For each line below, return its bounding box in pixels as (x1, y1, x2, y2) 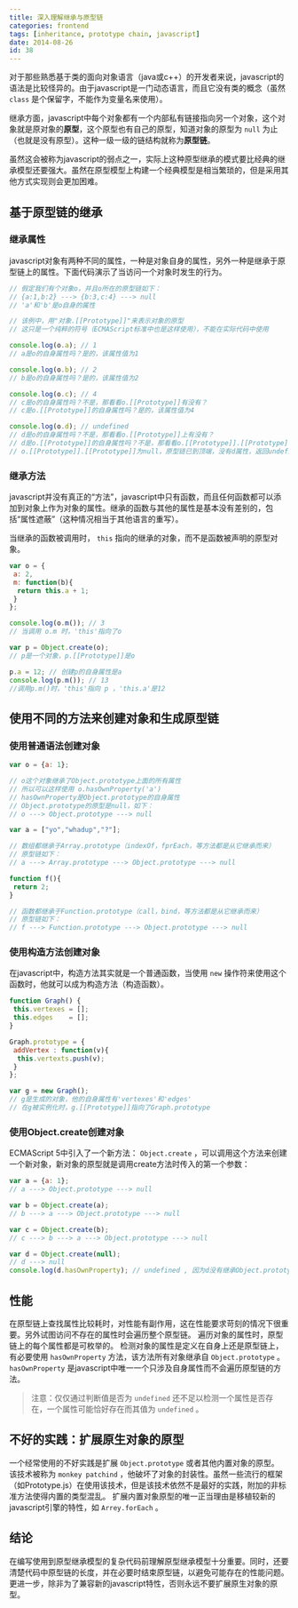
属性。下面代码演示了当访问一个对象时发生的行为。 (39, 266, 227, 276)
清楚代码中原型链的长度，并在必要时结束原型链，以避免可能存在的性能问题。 (9, 1566, 289, 1578)
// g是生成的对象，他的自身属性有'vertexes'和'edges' (9, 1095, 192, 1104)
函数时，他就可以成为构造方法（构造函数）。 (9, 979, 169, 989)
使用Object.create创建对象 (9, 1125, 125, 1138)
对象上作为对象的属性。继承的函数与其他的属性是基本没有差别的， (24, 503, 266, 514)
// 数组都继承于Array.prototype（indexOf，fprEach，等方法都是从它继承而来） (9, 842, 275, 851)
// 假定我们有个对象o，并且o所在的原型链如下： (9, 284, 161, 293)
